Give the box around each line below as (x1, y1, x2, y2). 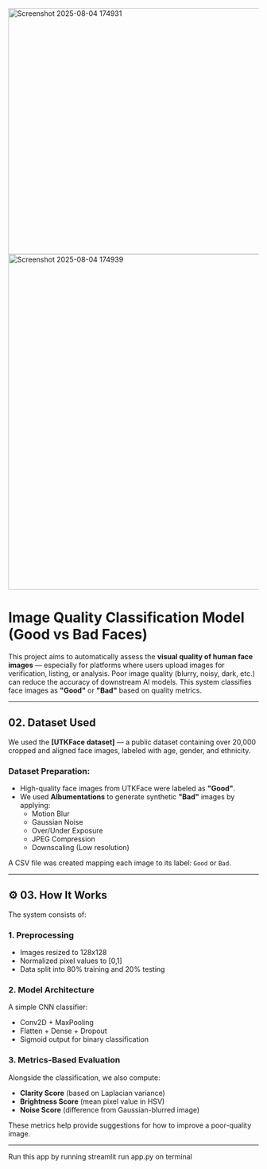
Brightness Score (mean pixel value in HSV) (19, 1097, 165, 1106)
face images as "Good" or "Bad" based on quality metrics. (8, 685, 203, 695)
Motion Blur (31, 809, 70, 818)
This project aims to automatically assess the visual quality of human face (8, 651, 253, 661)
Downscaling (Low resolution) (31, 843, 130, 852)
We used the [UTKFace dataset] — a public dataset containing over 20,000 (8, 737, 257, 747)
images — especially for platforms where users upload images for (8, 660, 225, 670)
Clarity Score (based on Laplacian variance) (19, 1088, 165, 1097)
